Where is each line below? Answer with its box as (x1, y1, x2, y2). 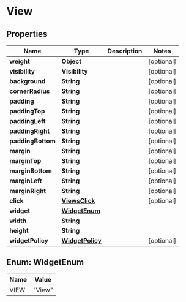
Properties (6, 29, 48, 39)
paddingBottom (9, 137, 56, 145)
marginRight (9, 187, 46, 195)
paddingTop (9, 107, 45, 115)
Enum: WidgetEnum (6, 257, 84, 268)
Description (107, 47, 143, 55)
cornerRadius (9, 87, 50, 96)
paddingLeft (9, 117, 46, 125)
